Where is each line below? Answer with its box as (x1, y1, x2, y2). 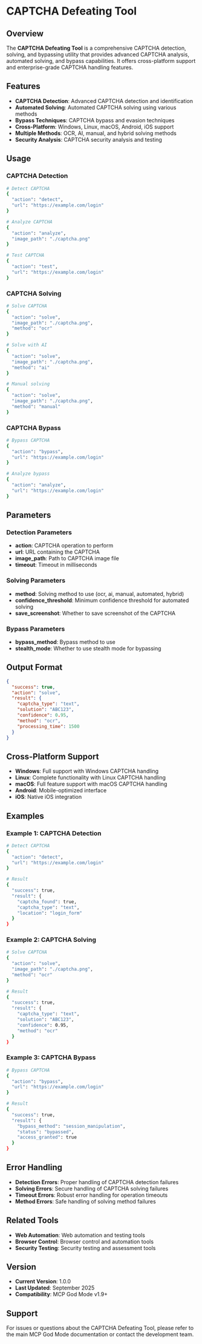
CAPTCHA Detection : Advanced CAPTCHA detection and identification (15, 97, 194, 104)
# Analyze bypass (6, 471, 50, 477)
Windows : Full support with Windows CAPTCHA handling (15, 767, 159, 775)
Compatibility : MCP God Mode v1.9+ (15, 1291, 108, 1298)
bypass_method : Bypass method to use (15, 638, 116, 646)
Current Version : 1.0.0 (15, 1278, 71, 1285)
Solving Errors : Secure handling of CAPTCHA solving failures (15, 1185, 169, 1192)
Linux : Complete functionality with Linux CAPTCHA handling (15, 774, 166, 781)
